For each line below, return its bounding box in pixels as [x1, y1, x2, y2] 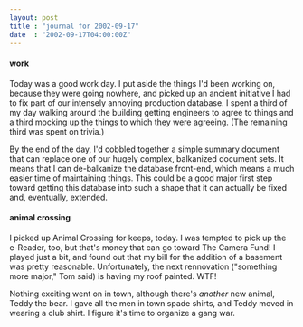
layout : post [9, 13, 59, 23]
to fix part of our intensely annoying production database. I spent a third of [9, 97, 288, 108]
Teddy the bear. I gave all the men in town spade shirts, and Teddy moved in [9, 297, 294, 308]
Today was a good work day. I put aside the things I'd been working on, [9, 78, 276, 89]
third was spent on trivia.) [9, 126, 105, 136]
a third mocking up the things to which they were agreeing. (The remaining [9, 117, 288, 127]
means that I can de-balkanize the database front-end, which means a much [9, 163, 295, 173]
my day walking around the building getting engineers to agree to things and [9, 107, 294, 117]
